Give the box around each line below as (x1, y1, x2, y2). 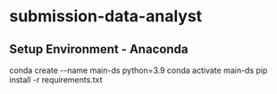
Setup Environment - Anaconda (9, 42, 189, 57)
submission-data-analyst (9, 6, 203, 27)
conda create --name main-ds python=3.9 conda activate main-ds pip (9, 65, 268, 75)
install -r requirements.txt (9, 74, 103, 85)
